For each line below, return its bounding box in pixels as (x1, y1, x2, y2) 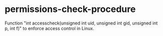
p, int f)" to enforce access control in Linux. (5, 25, 94, 31)
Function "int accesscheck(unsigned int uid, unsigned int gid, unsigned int (5, 20, 158, 26)
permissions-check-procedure (5, 3, 136, 15)
